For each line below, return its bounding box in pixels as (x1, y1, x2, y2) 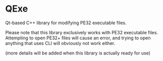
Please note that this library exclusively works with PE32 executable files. (5, 29, 158, 35)
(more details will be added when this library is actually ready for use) (5, 50, 151, 56)
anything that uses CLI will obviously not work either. (5, 40, 115, 46)
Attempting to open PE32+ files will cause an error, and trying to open (5, 35, 151, 41)
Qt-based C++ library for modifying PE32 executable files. (5, 20, 127, 26)
